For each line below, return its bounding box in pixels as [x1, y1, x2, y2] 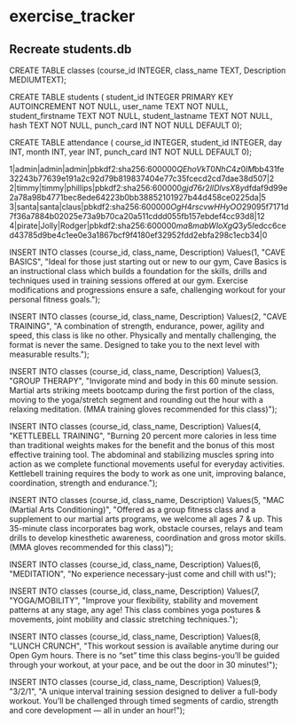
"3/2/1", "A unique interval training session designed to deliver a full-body [9, 686, 277, 696]
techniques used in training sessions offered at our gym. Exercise [9, 275, 248, 286]
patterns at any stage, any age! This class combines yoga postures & [9, 605, 262, 615]
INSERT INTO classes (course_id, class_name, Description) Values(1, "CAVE [9, 247, 286, 257]
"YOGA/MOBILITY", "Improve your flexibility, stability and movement [9, 595, 259, 605]
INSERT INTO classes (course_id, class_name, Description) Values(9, [9, 677, 262, 687]
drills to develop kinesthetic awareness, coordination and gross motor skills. [9, 532, 286, 543]
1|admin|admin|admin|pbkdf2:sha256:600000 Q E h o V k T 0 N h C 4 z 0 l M [9, 164, 255, 174]
